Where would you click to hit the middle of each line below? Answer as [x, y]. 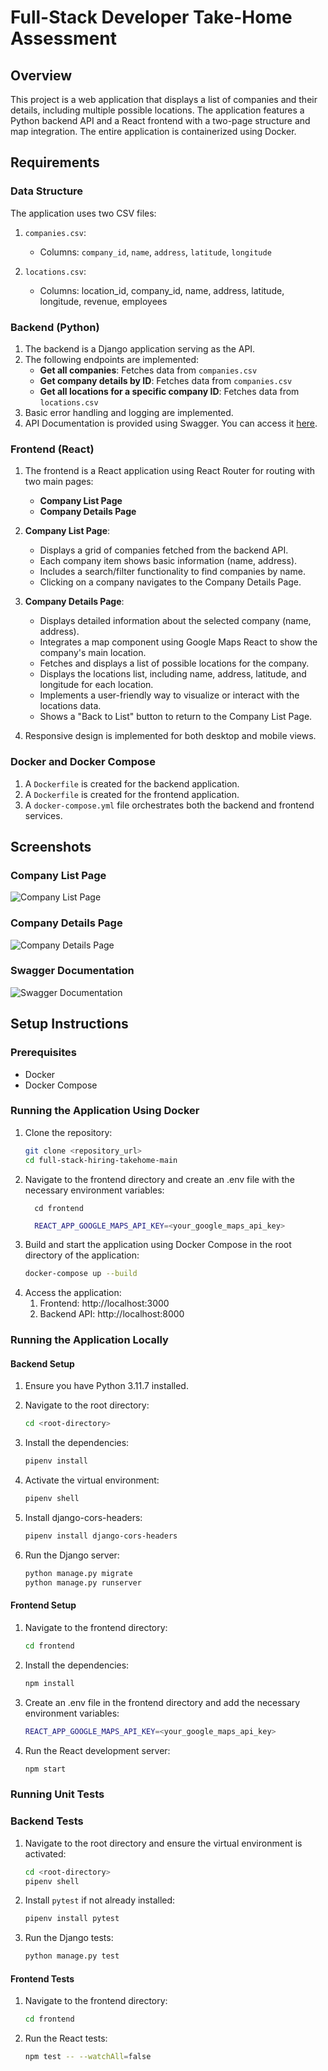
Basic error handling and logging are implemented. [129, 412]
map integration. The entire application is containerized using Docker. [153, 131]
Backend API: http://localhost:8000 [112, 1314]
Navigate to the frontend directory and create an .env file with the [159, 1179]
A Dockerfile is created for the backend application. [132, 783]
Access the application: [73, 1293]
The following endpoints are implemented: [112, 359]
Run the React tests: [66, 2038]
